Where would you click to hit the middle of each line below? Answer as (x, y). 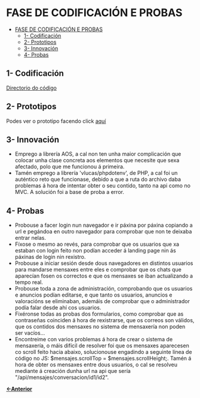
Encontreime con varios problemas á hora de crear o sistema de (94, 340)
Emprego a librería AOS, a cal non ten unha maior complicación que (98, 154)
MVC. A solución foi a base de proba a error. (69, 192)
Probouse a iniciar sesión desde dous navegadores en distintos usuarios (104, 263)
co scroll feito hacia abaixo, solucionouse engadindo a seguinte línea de (103, 352)
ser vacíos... (30, 333)
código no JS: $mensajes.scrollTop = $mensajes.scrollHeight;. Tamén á (103, 359)
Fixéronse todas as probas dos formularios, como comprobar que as (99, 314)
